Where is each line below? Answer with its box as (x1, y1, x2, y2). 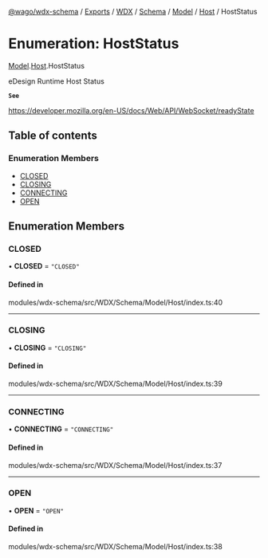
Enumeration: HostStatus (8, 35, 179, 53)
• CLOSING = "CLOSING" (8, 343, 87, 352)
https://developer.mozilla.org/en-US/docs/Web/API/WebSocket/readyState (8, 105, 254, 115)
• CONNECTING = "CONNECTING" (8, 424, 114, 434)
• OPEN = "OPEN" (8, 505, 64, 515)
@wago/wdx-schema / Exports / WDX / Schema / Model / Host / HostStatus (8, 7, 258, 16)
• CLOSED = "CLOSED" (8, 261, 80, 271)
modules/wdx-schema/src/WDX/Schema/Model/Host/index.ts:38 (8, 542, 223, 552)
